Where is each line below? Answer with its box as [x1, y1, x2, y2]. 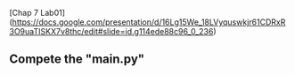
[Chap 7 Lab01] [9, 8, 65, 18]
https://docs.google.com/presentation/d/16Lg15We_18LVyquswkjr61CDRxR [12, 17, 286, 27]
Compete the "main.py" [9, 52, 145, 67]
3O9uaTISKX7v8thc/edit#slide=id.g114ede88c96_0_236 [9, 26, 214, 36]
